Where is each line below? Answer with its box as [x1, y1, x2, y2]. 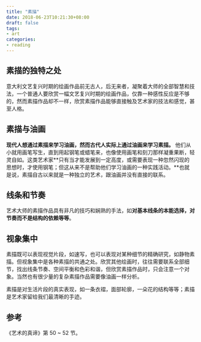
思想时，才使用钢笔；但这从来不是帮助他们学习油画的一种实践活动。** [6, 164, 179, 171]
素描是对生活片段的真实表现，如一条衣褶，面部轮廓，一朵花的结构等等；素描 [6, 286, 195, 293]
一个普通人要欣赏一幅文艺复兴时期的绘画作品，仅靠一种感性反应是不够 [16, 90, 190, 97]
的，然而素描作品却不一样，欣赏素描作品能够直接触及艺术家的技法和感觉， [6, 97, 190, 104]
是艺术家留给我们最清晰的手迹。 [6, 293, 85, 300]
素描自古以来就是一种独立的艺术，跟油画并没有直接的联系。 [22, 171, 169, 178]
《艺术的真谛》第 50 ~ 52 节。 [6, 329, 81, 336]
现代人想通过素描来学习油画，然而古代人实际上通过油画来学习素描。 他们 [6, 141, 186, 148]
